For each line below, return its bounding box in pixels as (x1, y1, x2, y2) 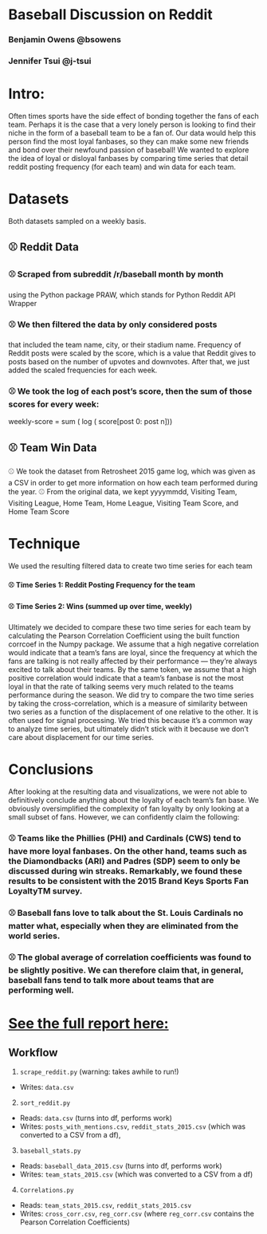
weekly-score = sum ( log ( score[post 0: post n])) (8, 417, 173, 426)
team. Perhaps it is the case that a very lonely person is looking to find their (8, 120, 257, 129)
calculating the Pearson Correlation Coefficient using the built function (8, 631, 240, 640)
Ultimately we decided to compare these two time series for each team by (8, 622, 251, 631)
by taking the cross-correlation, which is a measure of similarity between (8, 698, 249, 708)
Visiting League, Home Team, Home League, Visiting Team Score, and (8, 498, 239, 508)
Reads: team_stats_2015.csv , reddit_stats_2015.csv (19, 1201, 192, 1210)
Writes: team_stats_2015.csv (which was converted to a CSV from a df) (19, 1169, 253, 1179)
